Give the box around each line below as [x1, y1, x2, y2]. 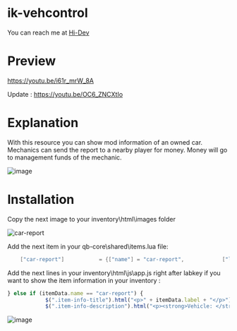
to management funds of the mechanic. [7, 153, 122, 162]
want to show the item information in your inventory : [7, 276, 161, 284]
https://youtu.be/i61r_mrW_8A [7, 76, 94, 85]
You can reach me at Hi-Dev [7, 28, 90, 37]
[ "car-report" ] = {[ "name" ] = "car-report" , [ [20, 255, 226, 263]
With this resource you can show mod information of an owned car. [7, 138, 203, 146]
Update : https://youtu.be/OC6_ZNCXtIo [7, 90, 123, 98]
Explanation [7, 115, 79, 131]
